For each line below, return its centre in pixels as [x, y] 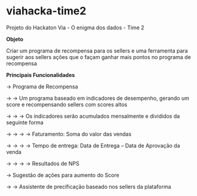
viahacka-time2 [46, 11]
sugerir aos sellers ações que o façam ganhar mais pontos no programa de [98, 57]
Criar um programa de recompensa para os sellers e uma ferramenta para [97, 50]
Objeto [15, 39]
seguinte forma [25, 122]
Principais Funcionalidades [41, 75]
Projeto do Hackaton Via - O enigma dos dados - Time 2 [75, 27]
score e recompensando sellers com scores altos [67, 104]
